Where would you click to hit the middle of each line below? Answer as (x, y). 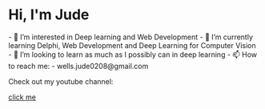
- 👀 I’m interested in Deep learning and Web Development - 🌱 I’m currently (131, 37)
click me (22, 97)
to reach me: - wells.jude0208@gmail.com (78, 66)
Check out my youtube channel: (61, 81)
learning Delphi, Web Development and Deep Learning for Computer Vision (132, 45)
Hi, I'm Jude (49, 15)
